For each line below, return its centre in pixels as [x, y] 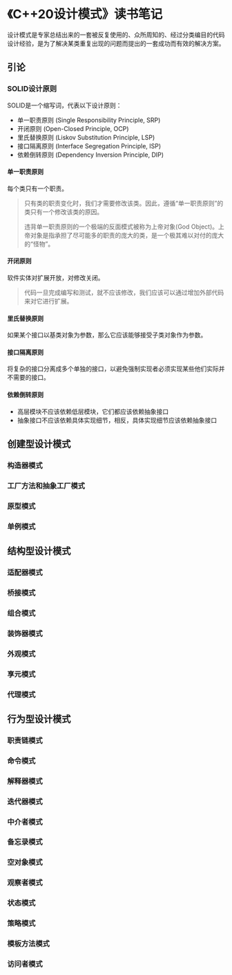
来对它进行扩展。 [48, 301]
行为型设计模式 [39, 719]
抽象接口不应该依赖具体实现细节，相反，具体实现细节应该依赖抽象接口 [117, 420]
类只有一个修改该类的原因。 [64, 211]
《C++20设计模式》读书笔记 [85, 14]
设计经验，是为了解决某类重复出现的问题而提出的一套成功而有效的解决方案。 [116, 43]
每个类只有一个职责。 [37, 188]
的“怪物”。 [39, 244]
